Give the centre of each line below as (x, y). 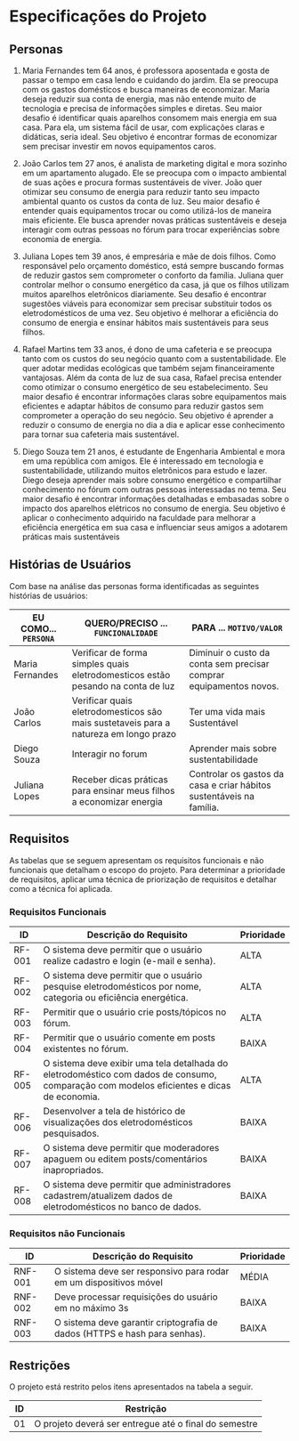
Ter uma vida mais (227, 711)
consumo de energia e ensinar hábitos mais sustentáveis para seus (145, 323)
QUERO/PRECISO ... (126, 623)
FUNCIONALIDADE (126, 633)
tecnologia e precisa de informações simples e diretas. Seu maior (142, 108)
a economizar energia (117, 801)
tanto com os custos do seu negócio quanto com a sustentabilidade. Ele (154, 359)
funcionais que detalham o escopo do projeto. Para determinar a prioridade (147, 870)
